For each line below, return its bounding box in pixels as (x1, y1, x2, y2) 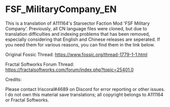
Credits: (5, 76, 22, 82)
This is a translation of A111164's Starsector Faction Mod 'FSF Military (5, 20, 150, 26)
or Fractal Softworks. (5, 97, 49, 103)
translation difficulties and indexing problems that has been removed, (5, 31, 150, 37)
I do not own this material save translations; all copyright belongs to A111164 (5, 91, 163, 97)
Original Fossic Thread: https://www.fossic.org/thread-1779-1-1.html (5, 51, 148, 58)
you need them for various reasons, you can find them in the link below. (5, 41, 155, 47)
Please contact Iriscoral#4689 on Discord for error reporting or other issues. (5, 86, 165, 92)
